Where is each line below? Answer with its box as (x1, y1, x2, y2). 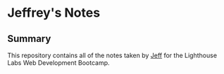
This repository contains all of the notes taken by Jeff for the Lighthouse (7, 51, 217, 59)
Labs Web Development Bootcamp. (7, 59, 111, 67)
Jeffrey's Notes (7, 5, 101, 21)
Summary (7, 33, 51, 45)
